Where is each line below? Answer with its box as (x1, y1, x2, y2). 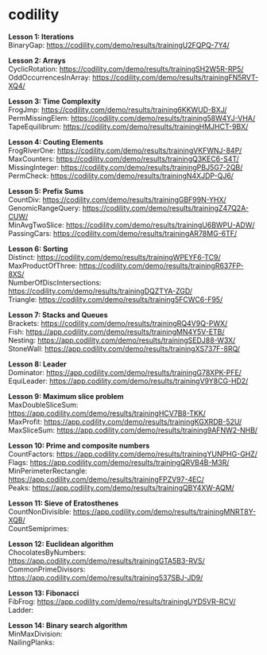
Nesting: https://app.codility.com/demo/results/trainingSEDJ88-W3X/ (8, 335, 236, 345)
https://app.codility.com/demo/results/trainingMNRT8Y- (72, 506, 257, 516)
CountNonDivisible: (8, 506, 72, 516)
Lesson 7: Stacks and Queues (8, 310, 109, 320)
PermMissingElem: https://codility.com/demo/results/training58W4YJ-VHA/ (8, 113, 256, 122)
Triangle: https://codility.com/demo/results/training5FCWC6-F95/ (8, 294, 223, 304)
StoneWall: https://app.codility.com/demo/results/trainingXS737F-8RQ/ (8, 343, 241, 353)
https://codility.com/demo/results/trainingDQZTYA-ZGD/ (8, 286, 193, 296)
